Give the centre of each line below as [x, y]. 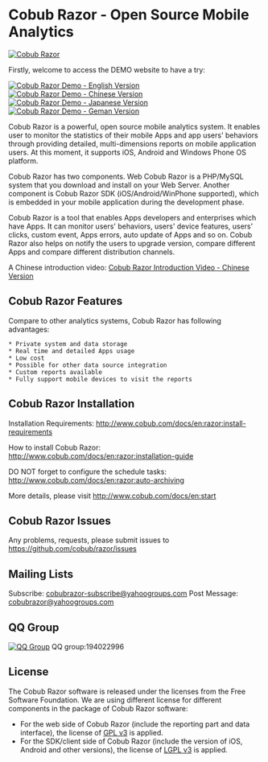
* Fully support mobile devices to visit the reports [101, 379]
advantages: [29, 329]
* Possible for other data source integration [88, 365]
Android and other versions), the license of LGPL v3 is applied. [124, 749]
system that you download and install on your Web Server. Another [119, 185]
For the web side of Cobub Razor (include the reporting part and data [135, 724]
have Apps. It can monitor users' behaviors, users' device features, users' [131, 226]
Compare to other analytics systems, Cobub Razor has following [115, 320]
